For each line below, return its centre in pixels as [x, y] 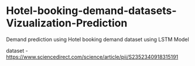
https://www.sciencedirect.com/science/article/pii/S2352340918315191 [92, 57]
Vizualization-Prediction [67, 23]
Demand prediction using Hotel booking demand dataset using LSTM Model [97, 39]
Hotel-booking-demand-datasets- [91, 11]
